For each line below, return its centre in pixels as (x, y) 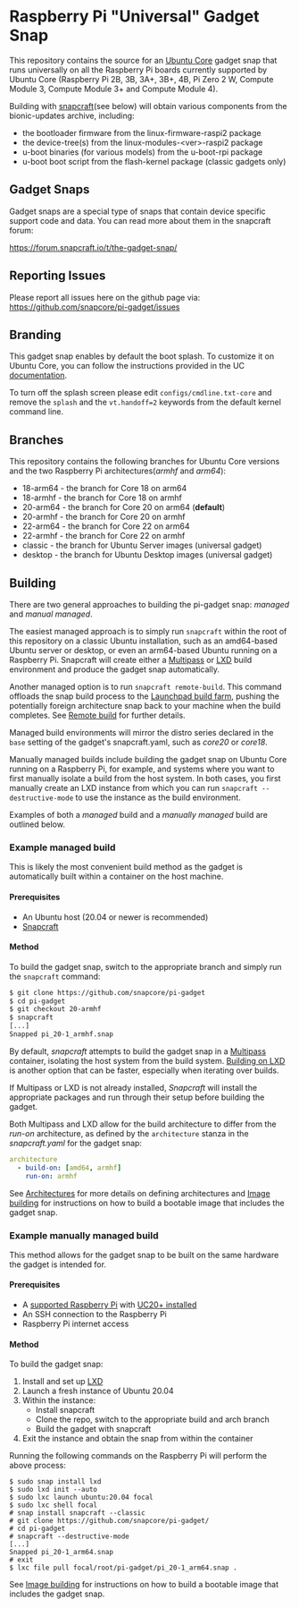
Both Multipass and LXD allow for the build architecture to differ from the (143, 1124)
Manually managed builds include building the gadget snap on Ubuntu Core (148, 759)
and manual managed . (51, 614)
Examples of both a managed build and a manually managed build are (138, 815)
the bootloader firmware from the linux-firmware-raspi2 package (141, 132)
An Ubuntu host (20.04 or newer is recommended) (115, 917)
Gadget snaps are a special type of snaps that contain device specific (137, 211)
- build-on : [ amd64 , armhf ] (70, 1168)
